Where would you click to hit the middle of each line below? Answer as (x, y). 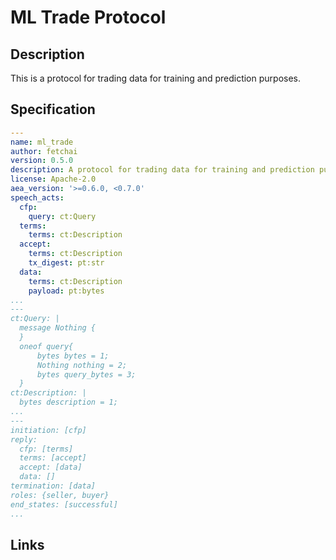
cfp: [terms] (46, 449)
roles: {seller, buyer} (60, 495)
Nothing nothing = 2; (82, 365)
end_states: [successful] (64, 504)
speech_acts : (37, 197)
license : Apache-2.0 (53, 179)
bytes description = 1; (68, 402)
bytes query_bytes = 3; (86, 374)
